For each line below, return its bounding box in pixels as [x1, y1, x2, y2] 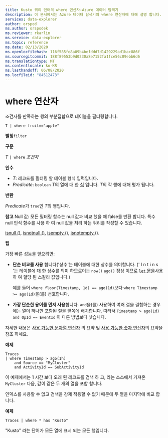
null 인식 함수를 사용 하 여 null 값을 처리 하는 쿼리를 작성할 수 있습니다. [5, 220, 142, 226]
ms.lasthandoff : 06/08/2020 [5, 68, 64, 73]
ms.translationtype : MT [5, 59, 55, 64]
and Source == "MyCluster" [14, 360, 71, 365]
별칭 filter [5, 132, 27, 138]
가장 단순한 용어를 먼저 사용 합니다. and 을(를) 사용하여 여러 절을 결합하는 [12, 301, 152, 307]
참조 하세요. [5, 331, 29, 337]
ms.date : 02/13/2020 [5, 45, 49, 50]
